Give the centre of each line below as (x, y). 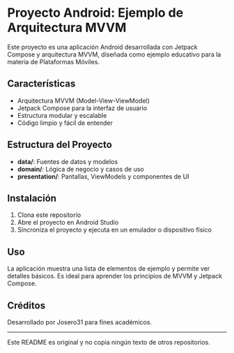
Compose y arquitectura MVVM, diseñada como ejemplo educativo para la (114, 54)
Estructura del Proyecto (60, 145)
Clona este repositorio (49, 215)
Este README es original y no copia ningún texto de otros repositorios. (109, 342)
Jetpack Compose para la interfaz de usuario (82, 108)
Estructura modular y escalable (62, 115)
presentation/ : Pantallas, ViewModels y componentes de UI (103, 176)
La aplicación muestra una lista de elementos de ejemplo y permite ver (109, 269)
